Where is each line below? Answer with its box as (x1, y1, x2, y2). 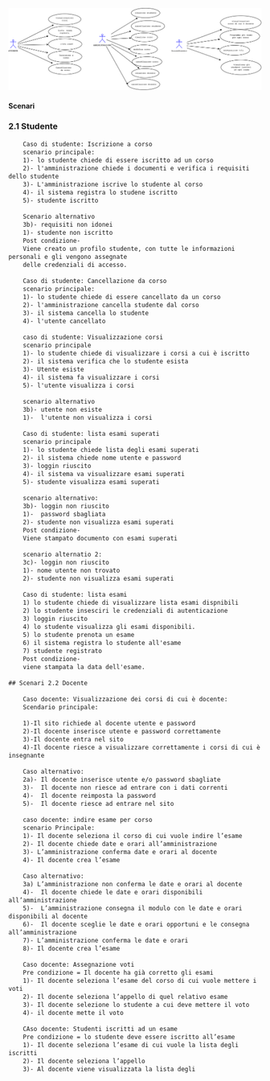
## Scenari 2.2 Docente (8, 679, 88, 687)
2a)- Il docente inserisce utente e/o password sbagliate (22, 775, 221, 783)
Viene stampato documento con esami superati (22, 534, 178, 542)
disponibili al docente (8, 912, 88, 920)
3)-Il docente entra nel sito (22, 735, 125, 743)
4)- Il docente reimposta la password (22, 791, 157, 799)
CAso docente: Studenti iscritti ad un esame (22, 1025, 178, 1033)
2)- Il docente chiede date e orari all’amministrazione (22, 840, 218, 848)
